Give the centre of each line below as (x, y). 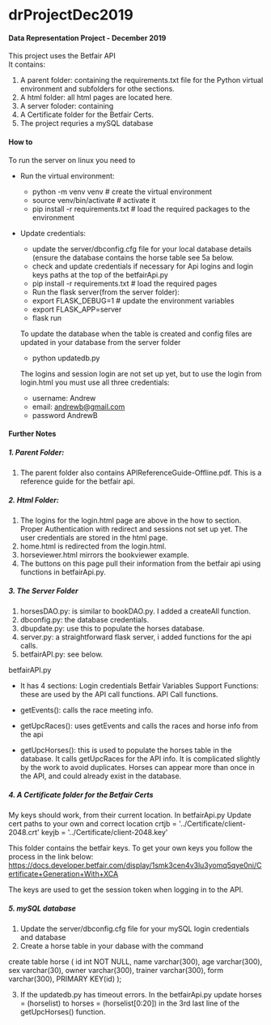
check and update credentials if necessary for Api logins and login (142, 266)
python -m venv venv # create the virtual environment (122, 192)
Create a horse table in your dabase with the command (112, 946)
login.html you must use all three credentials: (95, 382)
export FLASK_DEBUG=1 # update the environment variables (133, 300)
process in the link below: (51, 857)
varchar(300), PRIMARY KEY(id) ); (65, 979)
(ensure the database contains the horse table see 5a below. (133, 257)
